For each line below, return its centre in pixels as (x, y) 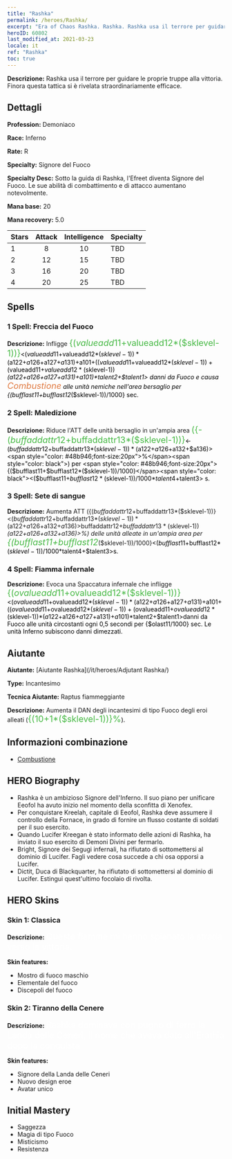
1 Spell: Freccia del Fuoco (50, 326)
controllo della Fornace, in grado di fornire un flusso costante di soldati (118, 819)
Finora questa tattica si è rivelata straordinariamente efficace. (95, 86)
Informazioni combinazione (67, 742)
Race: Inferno (27, 138)
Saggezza (31, 1127)
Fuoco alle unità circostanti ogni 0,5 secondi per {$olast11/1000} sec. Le (109, 624)
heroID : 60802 (28, 33)
